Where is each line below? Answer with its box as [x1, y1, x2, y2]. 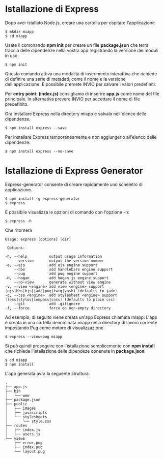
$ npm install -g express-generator [5, 196, 80, 201]
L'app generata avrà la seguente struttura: [5, 370, 90, 376]
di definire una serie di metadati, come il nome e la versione [5, 76, 126, 82]
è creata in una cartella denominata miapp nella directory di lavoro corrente [5, 319, 158, 325]
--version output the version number [14, 258, 105, 263]
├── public [5, 401, 27, 406]
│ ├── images [5, 406, 36, 411]
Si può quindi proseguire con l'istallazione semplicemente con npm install [5, 343, 155, 349]
